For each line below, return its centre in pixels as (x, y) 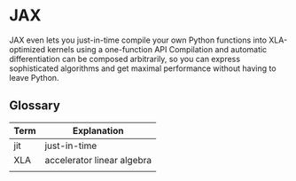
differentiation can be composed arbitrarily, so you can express (125, 59)
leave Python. (34, 77)
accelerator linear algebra (98, 160)
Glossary (35, 106)
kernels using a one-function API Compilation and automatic (157, 49)
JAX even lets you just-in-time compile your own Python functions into (138, 40)
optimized (27, 49)
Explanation (98, 130)
